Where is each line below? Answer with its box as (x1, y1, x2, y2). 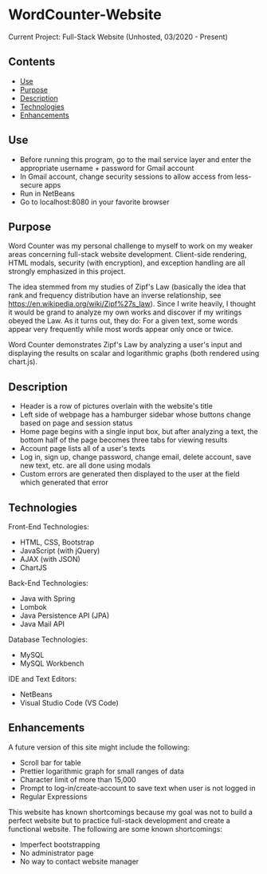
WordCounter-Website (8, 6, 162, 24)
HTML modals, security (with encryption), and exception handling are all (8, 258, 245, 268)
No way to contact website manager (19, 856, 139, 866)
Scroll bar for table (19, 757, 81, 767)
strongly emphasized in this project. (8, 267, 126, 276)
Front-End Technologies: (8, 522, 89, 532)
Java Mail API (19, 619, 65, 628)
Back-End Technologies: (8, 579, 89, 587)
